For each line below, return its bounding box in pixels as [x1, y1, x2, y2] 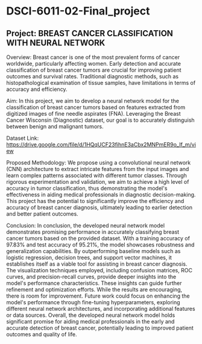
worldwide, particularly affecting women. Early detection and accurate [6, 60, 181, 67]
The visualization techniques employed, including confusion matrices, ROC [6, 267, 193, 274]
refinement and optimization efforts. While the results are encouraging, [6, 286, 183, 293]
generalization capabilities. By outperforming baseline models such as [6, 248, 181, 254]
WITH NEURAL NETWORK [6, 37, 106, 48]
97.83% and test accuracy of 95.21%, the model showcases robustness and [6, 241, 195, 248]
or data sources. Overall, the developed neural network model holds [6, 311, 175, 319]
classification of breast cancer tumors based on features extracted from [6, 104, 186, 111]
